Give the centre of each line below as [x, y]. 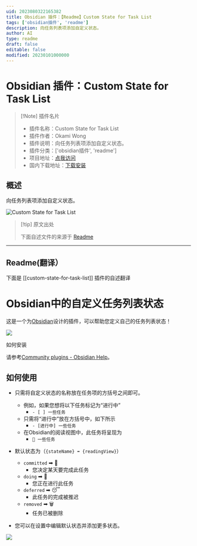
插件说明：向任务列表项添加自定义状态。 [78, 143]
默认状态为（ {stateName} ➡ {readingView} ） [68, 451]
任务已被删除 [47, 513]
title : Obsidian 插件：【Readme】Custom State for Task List [79, 17]
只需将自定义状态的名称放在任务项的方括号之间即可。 [79, 392]
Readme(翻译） [35, 263]
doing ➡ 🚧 [35, 476]
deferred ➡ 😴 [42, 490]
